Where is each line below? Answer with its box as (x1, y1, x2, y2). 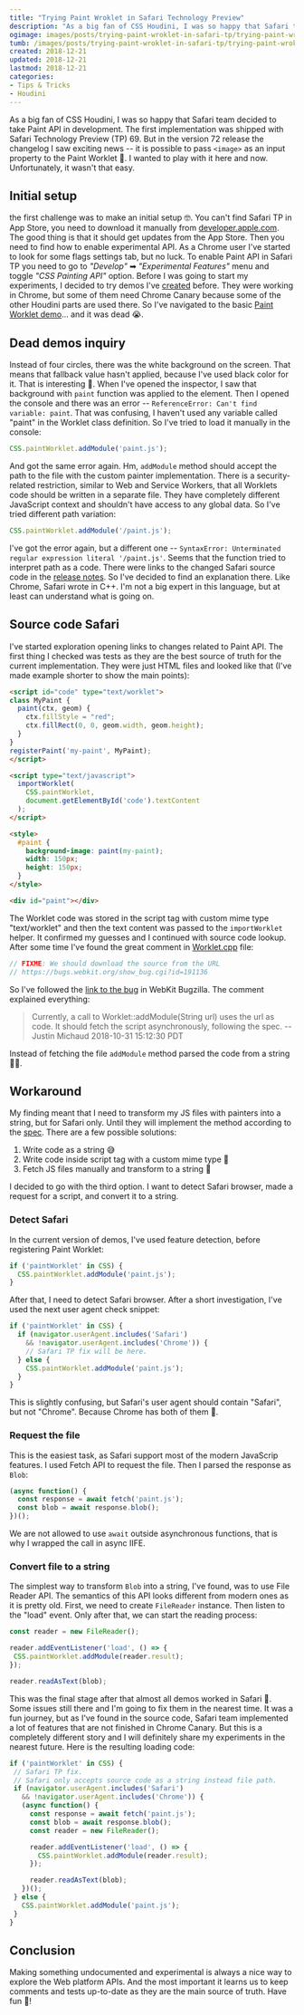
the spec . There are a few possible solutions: (9, 1127, 177, 1137)
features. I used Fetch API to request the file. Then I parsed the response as (9, 1459, 291, 1470)
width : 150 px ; (25, 855, 79, 864)
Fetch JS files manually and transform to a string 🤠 (22, 1164, 212, 1175)
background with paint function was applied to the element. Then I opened (9, 389, 290, 399)
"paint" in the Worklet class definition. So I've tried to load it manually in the (9, 417, 291, 428)
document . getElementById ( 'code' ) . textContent (25, 796, 201, 806)
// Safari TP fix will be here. (25, 1347, 147, 1356)
